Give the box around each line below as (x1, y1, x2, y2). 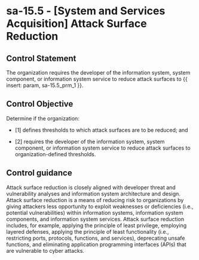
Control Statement (6, 53, 76, 63)
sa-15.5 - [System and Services (6, 4, 166, 18)
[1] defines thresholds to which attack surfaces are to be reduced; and (14, 126, 188, 134)
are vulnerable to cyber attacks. (6, 247, 85, 254)
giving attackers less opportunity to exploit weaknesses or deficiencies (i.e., (6, 203, 194, 210)
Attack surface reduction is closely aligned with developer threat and (6, 184, 176, 191)
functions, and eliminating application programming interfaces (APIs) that (6, 240, 186, 248)
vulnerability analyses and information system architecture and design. (6, 190, 181, 197)
